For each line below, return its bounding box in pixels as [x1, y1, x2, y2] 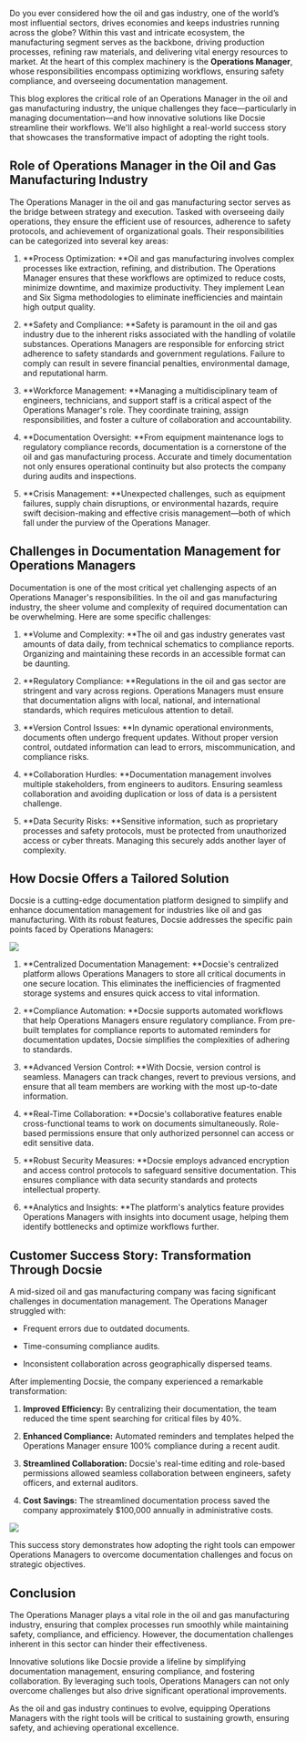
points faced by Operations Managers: [9, 924, 154, 935]
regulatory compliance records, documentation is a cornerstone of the [22, 441, 287, 452]
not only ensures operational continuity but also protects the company [22, 460, 287, 472]
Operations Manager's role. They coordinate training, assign [22, 405, 249, 415]
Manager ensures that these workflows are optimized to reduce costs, [22, 272, 287, 283]
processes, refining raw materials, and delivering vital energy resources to [9, 46, 289, 57]
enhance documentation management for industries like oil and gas [9, 905, 262, 916]
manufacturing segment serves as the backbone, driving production [9, 36, 266, 47]
